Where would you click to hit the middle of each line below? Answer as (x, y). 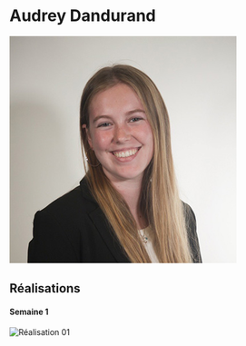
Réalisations (45, 288)
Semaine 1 (29, 311)
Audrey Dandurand (83, 16)
